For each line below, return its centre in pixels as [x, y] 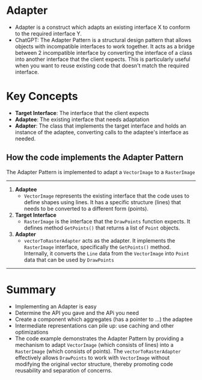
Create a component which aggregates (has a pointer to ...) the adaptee [104, 319]
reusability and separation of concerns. [63, 370]
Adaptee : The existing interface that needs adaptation [82, 119]
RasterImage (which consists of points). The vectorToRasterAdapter [98, 351]
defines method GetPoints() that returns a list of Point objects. [102, 228]
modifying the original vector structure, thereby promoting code [94, 364]
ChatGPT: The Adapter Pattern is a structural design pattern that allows [103, 40]
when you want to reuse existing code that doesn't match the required [102, 65]
